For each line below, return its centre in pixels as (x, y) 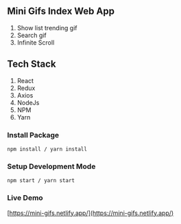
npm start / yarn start (41, 181)
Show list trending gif (47, 27)
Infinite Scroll (36, 42)
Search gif (32, 35)
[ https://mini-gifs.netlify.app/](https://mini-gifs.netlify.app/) (90, 213)
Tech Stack (32, 64)
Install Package (33, 135)
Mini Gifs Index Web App (61, 11)
